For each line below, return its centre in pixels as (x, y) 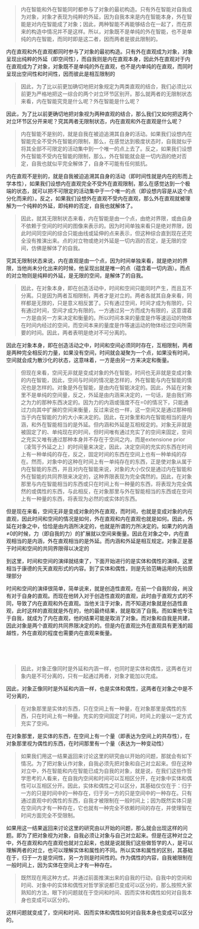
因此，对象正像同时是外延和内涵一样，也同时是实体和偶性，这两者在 (104, 669)
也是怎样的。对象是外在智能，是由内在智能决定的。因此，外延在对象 (109, 387)
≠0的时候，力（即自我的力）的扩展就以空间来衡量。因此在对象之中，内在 (95, 534)
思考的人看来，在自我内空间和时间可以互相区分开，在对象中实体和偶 (109, 778)
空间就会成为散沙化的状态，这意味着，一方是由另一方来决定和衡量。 (89, 360)
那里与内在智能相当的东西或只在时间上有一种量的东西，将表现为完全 (104, 484)
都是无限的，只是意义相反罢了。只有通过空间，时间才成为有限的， (106, 303)
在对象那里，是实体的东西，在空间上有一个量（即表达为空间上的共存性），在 (98, 736)
